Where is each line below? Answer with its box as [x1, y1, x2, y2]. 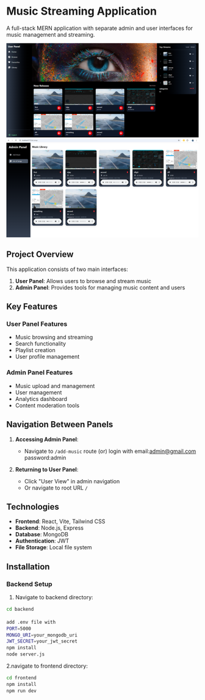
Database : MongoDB [15, 531, 69, 538]
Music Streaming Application [6, 4, 157, 18]
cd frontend [6, 675, 37, 681]
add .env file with [6, 619, 56, 625]
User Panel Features [6, 320, 68, 328]
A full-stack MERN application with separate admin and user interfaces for [6, 24, 193, 32]
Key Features [6, 301, 58, 312]
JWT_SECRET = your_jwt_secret [6, 638, 78, 644]
